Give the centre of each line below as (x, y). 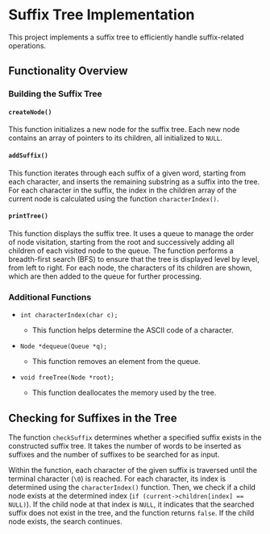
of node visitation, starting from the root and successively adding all (121, 242)
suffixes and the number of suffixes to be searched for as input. (114, 454)
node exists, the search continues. (65, 521)
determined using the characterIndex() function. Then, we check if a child (132, 487)
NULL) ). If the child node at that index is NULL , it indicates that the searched (131, 504)
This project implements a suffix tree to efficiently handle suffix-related (126, 37)
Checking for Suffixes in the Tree (93, 418)
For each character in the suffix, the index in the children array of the (123, 190)
